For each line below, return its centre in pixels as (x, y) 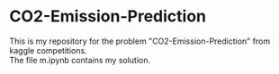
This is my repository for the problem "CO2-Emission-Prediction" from (140, 41)
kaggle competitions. (48, 50)
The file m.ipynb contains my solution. (80, 60)
